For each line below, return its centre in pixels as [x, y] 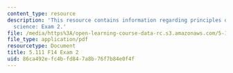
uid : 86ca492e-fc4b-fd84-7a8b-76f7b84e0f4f [71, 59]
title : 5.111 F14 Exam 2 [43, 53]
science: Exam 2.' [40, 26]
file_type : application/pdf [48, 40]
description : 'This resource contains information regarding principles [114, 20]
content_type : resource [42, 14]
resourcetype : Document [42, 46]
